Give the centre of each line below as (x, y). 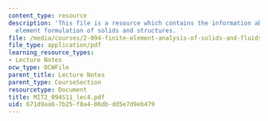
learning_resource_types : (51, 53)
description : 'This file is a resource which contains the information (130, 23)
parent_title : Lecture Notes (57, 75)
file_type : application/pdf (55, 45)
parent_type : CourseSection (55, 82)
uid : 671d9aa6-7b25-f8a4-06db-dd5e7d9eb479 (82, 104)
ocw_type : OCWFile (39, 68)
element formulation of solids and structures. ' (99, 30)
